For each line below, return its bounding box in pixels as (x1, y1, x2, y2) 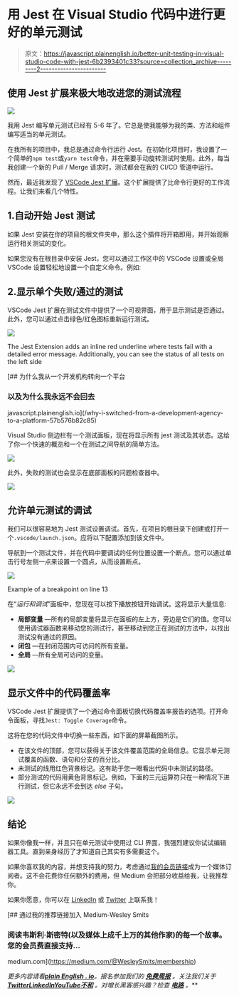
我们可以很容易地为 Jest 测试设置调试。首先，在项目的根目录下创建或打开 (7, 524, 223, 533)
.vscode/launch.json (14, 535, 75, 542)
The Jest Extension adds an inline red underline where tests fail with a (7, 343, 213, 351)
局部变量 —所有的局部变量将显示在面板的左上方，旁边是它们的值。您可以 (17, 615, 232, 623)
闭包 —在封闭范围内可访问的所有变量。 (17, 642, 132, 650)
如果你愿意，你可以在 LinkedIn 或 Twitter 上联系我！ (7, 896, 159, 904)
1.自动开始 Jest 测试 (7, 209, 95, 222)
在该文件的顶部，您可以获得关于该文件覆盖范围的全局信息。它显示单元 (17, 746, 224, 755)
